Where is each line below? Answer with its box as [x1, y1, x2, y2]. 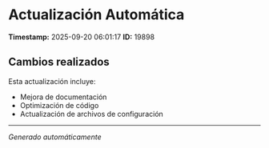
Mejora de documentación [19, 92, 107, 102]
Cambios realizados [8, 55, 110, 69]
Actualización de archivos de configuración [19, 109, 164, 118]
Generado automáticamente [8, 132, 102, 142]
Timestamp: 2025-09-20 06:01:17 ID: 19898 [8, 32, 155, 42]
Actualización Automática [8, 6, 185, 24]
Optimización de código [19, 100, 99, 110]
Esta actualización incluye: [8, 76, 96, 86]
